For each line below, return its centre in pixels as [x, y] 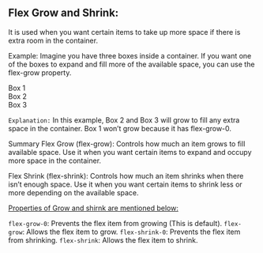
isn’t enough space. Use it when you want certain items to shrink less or [125, 184]
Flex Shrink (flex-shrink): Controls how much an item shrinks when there [126, 176]
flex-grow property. [40, 72]
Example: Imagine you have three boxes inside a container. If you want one [130, 55]
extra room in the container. [53, 40]
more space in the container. [54, 160]
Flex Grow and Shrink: [64, 13]
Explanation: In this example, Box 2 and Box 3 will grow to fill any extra [124, 120]
